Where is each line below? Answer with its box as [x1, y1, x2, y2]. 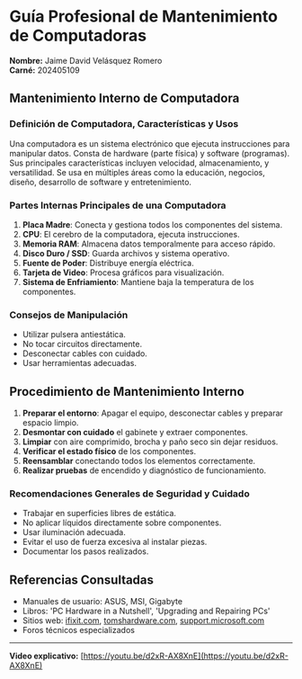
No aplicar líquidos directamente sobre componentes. [22, 517, 222, 528]
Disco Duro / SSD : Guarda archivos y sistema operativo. [22, 247, 230, 258]
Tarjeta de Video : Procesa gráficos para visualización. [22, 267, 225, 278]
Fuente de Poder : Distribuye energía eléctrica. [22, 257, 195, 268]
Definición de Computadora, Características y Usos [9, 118, 239, 130]
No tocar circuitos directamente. [22, 339, 142, 350]
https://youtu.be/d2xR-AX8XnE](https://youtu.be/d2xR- [83, 650, 289, 662]
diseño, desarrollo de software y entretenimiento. [9, 176, 191, 187]
